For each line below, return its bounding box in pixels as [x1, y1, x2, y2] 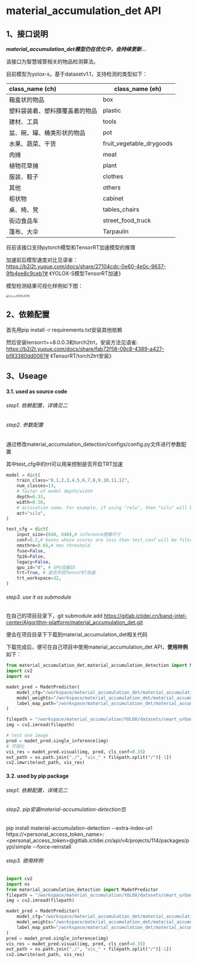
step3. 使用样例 [6, 857, 43, 864]
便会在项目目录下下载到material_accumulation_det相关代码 [6, 631, 148, 638]
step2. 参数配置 [6, 421, 43, 428]
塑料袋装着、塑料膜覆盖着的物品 [9, 107, 98, 115]
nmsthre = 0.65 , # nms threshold [16, 542, 91, 549]
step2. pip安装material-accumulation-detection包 [6, 806, 126, 813]
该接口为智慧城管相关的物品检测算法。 [6, 58, 98, 65]
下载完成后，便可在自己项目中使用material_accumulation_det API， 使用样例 [6, 643, 188, 650]
